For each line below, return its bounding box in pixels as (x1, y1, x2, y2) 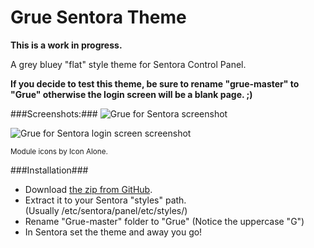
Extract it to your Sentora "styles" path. (24, 194, 187, 206)
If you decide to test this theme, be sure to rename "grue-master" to (10, 77, 300, 90)
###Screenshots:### (10, 107, 98, 120)
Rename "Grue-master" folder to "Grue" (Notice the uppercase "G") (24, 215, 305, 227)
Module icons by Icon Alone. (10, 146, 108, 156)
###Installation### (10, 164, 89, 176)
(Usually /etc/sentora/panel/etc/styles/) (24, 204, 188, 216)
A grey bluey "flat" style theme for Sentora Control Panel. (10, 58, 247, 70)
